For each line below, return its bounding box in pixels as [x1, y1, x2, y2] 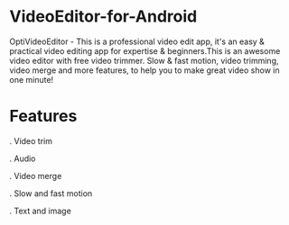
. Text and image [9, 205, 72, 216]
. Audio [9, 153, 36, 164]
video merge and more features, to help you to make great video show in [9, 65, 280, 76]
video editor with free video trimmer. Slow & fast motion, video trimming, [9, 55, 279, 66]
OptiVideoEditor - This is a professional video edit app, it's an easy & [9, 36, 265, 47]
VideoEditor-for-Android [9, 6, 198, 27]
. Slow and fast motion [9, 187, 93, 199]
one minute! [9, 74, 54, 85]
